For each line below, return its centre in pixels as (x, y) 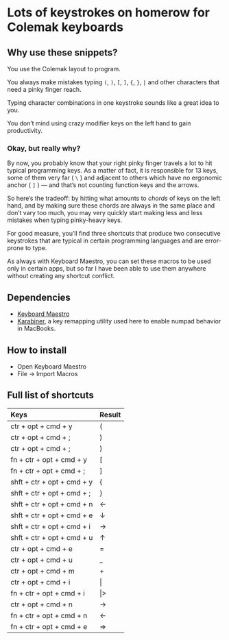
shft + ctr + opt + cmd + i (51, 526)
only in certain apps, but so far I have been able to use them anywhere (107, 269)
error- (213, 241)
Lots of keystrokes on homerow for (109, 13)
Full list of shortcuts (50, 395)
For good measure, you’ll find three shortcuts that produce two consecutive (114, 234)
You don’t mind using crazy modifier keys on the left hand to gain (99, 123)
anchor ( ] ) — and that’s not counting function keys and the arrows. (103, 185)
